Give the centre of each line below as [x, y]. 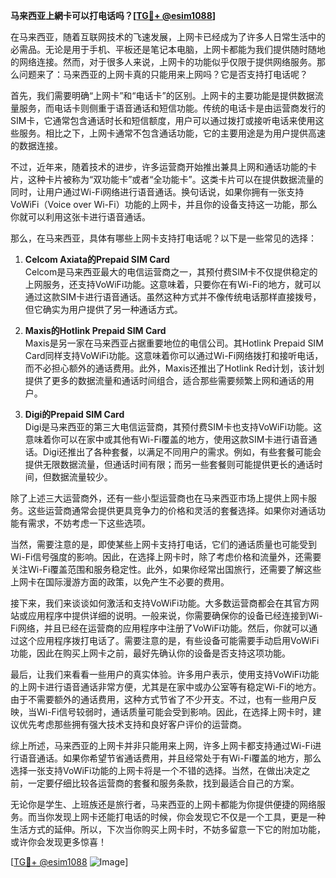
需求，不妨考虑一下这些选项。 [89, 523]
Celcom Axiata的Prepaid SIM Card [97, 259]
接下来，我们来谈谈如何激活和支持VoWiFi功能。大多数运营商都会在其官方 [160, 603]
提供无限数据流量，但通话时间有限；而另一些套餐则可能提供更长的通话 [169, 464]
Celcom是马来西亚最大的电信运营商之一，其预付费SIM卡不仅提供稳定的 [171, 272]
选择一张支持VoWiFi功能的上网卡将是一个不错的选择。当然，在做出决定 [156, 770]
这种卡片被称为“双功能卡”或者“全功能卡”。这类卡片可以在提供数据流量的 [175, 179]
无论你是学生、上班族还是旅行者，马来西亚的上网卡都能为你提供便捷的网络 [163, 804]
